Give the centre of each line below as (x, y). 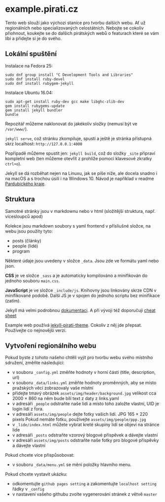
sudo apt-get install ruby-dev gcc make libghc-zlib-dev (65, 101)
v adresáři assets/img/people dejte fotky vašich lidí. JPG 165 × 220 (80, 414)
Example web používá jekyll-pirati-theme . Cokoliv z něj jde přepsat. (74, 325)
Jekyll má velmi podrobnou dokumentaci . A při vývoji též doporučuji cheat (81, 310)
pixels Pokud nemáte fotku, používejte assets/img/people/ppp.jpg (79, 419)
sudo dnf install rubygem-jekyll (39, 83)
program (21, 251)
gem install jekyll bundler (34, 110)
